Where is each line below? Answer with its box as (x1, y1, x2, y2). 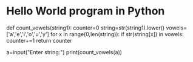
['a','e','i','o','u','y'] (6, 30, 50, 37)
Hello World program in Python (6, 4, 165, 18)
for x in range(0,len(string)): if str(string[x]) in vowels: (50, 30, 184, 37)
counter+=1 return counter (6, 37, 72, 44)
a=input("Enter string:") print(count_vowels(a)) (6, 48, 123, 55)
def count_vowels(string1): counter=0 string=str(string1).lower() (6, 24, 165, 31)
